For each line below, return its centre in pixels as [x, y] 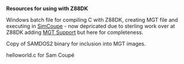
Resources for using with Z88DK [47, 9]
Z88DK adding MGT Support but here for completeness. [75, 32]
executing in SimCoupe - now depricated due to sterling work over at [91, 26]
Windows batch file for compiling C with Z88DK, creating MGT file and [92, 20]
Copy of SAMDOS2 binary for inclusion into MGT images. [76, 44]
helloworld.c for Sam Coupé [40, 55]
